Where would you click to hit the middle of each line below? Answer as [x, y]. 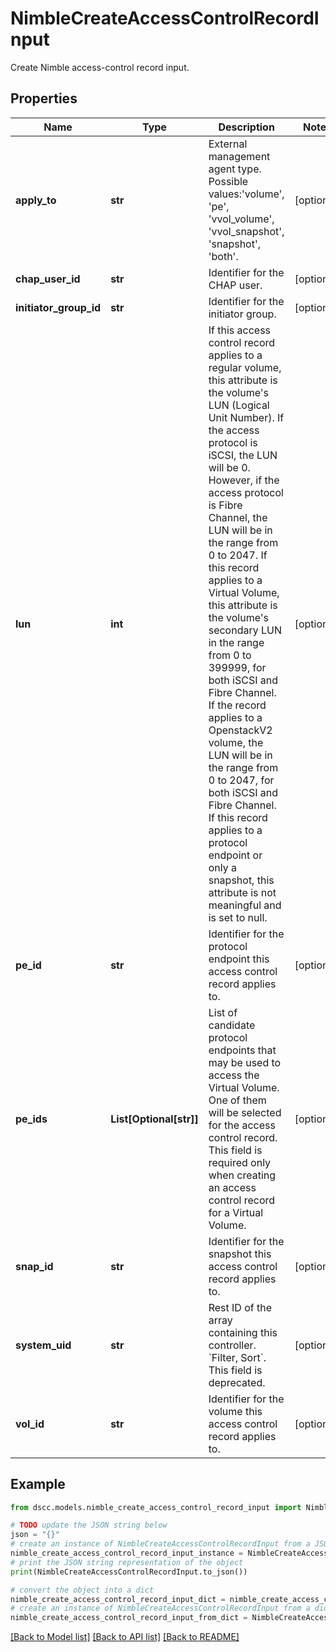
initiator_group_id [58, 307]
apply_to [36, 200]
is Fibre [225, 505]
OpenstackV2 [240, 730]
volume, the [236, 742]
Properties [44, 98]
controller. [232, 1345]
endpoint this [239, 959]
